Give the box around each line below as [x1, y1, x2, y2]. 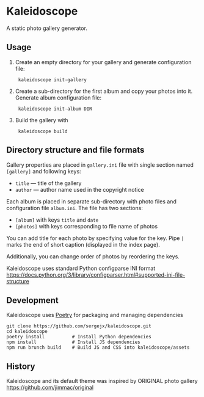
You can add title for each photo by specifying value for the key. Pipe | [6, 234, 184, 242]
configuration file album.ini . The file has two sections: [6, 204, 144, 211]
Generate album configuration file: [15, 93, 102, 101]
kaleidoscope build [18, 128, 68, 134]
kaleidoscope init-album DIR [18, 106, 93, 112]
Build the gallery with [15, 116, 68, 123]
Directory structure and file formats [6, 145, 145, 155]
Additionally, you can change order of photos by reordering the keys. [6, 252, 180, 260]
